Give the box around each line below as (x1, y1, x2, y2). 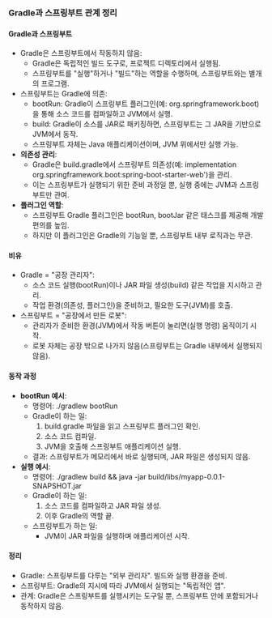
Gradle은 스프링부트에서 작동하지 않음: (19, 49, 142, 58)
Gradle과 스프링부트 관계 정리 (8, 6, 117, 18)
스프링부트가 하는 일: (32, 521, 98, 531)
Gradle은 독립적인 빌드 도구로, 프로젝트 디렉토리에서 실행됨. (32, 58, 221, 68)
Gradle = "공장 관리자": (19, 270, 96, 280)
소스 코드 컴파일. (44, 431, 97, 441)
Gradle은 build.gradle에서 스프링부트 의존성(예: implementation (32, 160, 237, 169)
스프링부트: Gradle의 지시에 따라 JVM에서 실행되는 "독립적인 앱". (19, 581, 226, 590)
